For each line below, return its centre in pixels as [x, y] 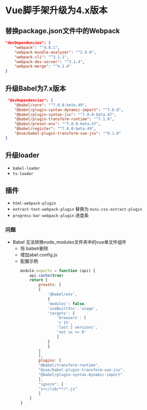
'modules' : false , [67, 304]
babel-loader [26, 168]
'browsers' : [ [71, 318]
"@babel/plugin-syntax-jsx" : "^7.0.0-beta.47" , [65, 114]
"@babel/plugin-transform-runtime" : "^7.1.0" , [64, 119]
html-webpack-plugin [34, 203]
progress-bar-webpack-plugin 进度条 [51, 215]
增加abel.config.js [39, 254]
